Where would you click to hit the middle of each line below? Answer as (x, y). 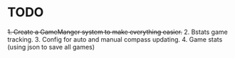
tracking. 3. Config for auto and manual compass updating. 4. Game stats (115, 39)
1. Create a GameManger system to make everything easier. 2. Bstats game (117, 32)
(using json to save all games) (51, 47)
